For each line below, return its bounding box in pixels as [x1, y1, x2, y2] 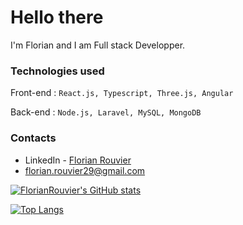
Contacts [10, 131, 57, 145]
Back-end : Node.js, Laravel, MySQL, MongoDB [10, 106, 202, 118]
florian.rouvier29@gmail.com [24, 164, 146, 176]
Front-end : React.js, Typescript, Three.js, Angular [10, 87, 234, 99]
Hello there [10, 6, 104, 29]
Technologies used [10, 64, 105, 78]
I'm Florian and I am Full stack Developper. [10, 39, 186, 51]
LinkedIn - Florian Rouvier [24, 154, 132, 166]
